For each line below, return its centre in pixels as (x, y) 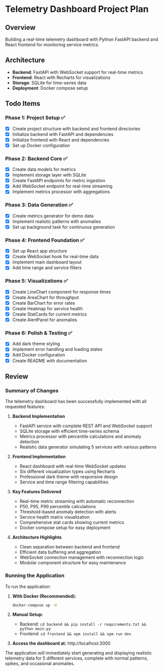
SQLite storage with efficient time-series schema (69, 431)
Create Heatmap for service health (47, 308)
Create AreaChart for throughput (45, 297)
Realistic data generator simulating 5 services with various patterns (88, 447)
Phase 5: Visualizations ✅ (37, 281)
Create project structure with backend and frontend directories (76, 129)
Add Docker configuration (39, 355)
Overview (20, 28)
